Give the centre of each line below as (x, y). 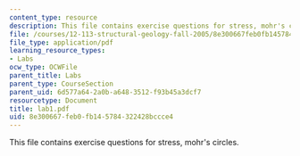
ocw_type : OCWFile (43, 68)
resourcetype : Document (54, 100)
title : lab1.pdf (39, 109)
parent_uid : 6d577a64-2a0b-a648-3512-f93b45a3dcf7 (105, 92)
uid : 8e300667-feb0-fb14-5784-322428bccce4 (92, 117)
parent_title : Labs (46, 76)
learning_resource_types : (57, 51)
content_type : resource (54, 17)
